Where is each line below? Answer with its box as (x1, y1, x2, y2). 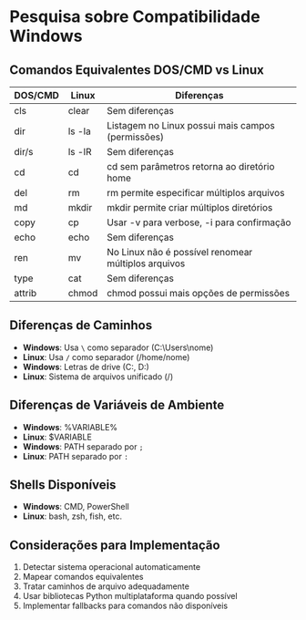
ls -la (67, 125, 91, 138)
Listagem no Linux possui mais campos (106, 119, 275, 131)
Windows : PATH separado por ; (22, 440, 144, 452)
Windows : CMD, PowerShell (22, 501, 129, 512)
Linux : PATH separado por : (22, 450, 129, 461)
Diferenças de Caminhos (9, 317, 153, 334)
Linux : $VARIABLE (22, 431, 93, 442)
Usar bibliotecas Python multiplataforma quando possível (22, 591, 239, 602)
